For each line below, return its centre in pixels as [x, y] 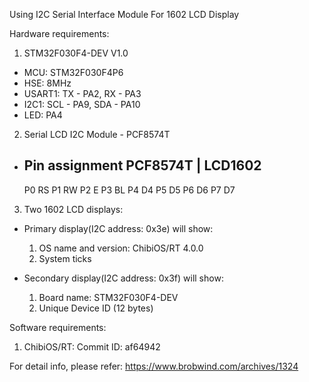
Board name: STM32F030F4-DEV [108, 297]
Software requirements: [58, 327]
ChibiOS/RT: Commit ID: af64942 [92, 346]
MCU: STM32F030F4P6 [73, 72]
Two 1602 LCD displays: [73, 209]
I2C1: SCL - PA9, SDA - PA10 [82, 104]
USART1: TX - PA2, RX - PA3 [82, 93]
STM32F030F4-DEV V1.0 [76, 53]
